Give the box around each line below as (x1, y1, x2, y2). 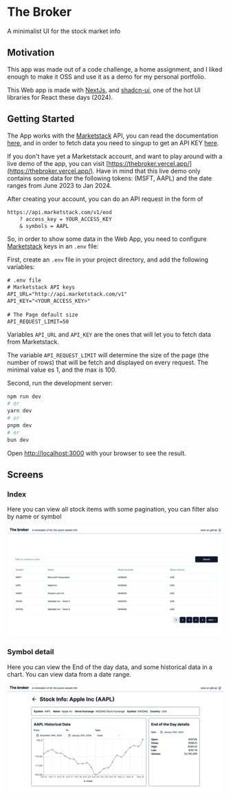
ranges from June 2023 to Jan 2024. (7, 181, 112, 189)
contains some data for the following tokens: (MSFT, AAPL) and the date (7, 173, 212, 182)
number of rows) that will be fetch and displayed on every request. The (7, 358, 208, 366)
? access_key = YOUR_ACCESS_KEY (19, 215, 112, 222)
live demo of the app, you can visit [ (7, 159, 109, 167)
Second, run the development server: (7, 379, 113, 387)
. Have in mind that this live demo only (92, 167, 201, 175)
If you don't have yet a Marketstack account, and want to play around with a (7, 152, 223, 160)
